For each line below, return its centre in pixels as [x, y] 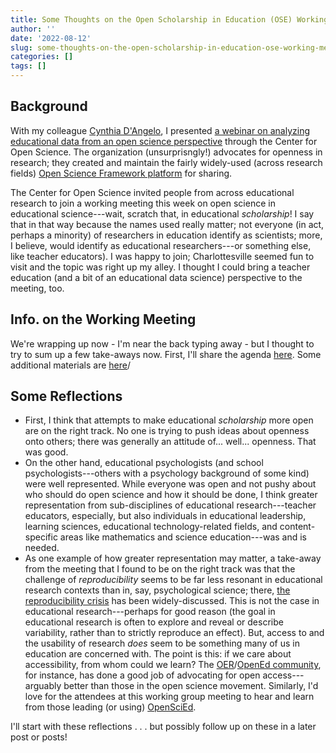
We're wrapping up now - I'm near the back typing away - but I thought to [162, 343]
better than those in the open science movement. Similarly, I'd [191, 686]
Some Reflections [66, 396]
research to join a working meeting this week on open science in [143, 203]
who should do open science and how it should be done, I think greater [171, 495]
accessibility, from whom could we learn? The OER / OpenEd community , [173, 665]
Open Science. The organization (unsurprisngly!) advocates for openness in [166, 152]
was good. [46, 452]
